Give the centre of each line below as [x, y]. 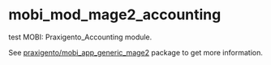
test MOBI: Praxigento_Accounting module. [80, 37]
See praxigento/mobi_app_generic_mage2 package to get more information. [136, 52]
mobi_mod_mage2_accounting [115, 15]
